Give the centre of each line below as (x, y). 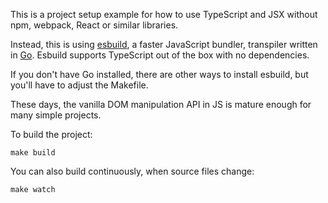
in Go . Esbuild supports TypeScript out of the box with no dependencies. (160, 55)
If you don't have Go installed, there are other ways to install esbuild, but (159, 74)
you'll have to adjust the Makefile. (79, 85)
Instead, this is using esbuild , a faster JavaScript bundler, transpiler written (164, 44)
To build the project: (51, 134)
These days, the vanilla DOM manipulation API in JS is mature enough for (161, 104)
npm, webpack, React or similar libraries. (94, 25)
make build (33, 153)
